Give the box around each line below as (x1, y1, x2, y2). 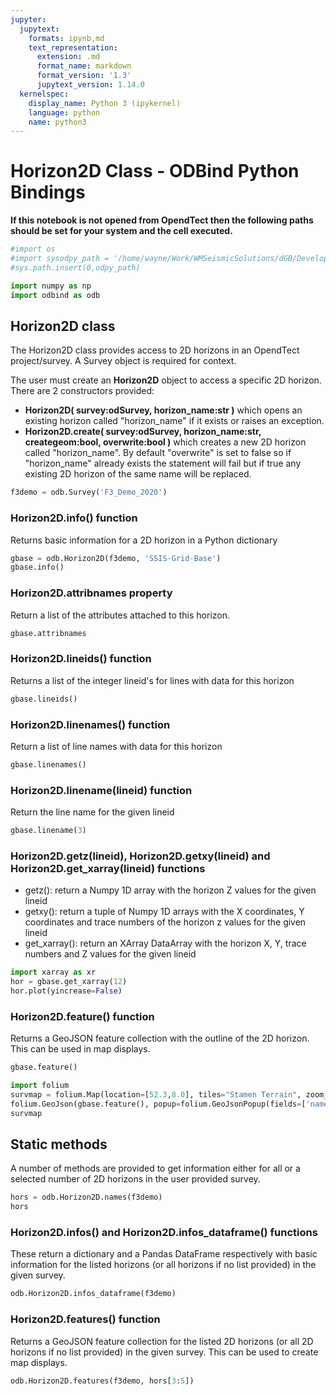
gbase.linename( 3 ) (10, 826, 87, 836)
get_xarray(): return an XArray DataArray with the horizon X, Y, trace (24, 937, 307, 950)
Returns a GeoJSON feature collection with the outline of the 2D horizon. (10, 1032, 310, 1045)
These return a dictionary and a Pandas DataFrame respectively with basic (10, 1248, 318, 1260)
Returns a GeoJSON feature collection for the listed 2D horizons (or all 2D (10, 1335, 314, 1347)
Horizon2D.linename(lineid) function (10, 783, 193, 797)
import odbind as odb (10, 290, 101, 300)
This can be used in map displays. (10, 1043, 151, 1055)
